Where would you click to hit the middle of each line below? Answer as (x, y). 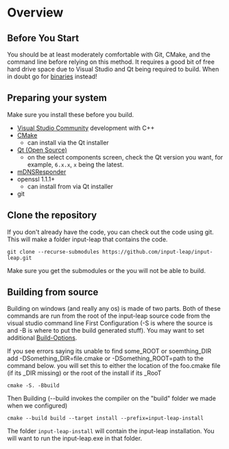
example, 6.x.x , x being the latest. (75, 164)
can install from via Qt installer (70, 186)
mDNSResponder (41, 172)
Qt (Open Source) (42, 150)
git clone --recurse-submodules (53, 252)
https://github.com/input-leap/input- (157, 252)
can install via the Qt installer (68, 142)
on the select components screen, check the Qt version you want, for (125, 157)
